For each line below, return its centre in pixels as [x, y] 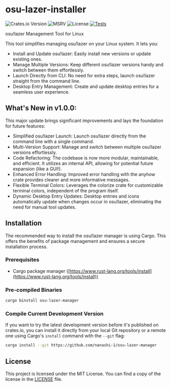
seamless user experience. [41, 92]
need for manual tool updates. [45, 207]
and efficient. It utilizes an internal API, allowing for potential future [83, 163]
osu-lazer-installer [46, 10]
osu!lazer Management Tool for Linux [45, 33]
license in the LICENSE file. [34, 379]
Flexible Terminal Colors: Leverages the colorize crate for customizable [88, 185]
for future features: [25, 126]
